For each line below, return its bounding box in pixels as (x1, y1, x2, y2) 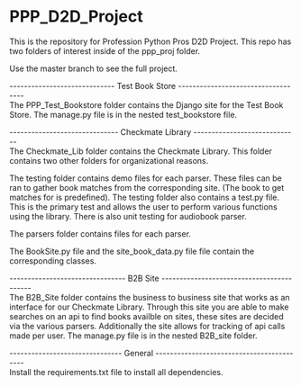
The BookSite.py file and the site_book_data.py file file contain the (9, 246, 255, 256)
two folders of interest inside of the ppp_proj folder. (9, 45, 201, 56)
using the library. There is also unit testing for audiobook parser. (9, 211, 248, 221)
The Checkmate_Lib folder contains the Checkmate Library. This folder (9, 146, 273, 157)
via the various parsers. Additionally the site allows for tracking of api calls (9, 320, 286, 331)
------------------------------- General (9, 347, 154, 358)
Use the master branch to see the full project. (9, 63, 178, 74)
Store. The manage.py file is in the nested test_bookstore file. (9, 109, 237, 120)
